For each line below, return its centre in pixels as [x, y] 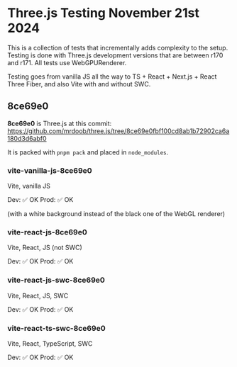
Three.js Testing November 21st [104, 13]
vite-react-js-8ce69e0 [47, 232]
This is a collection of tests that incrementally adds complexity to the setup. [118, 47]
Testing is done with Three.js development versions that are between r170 [115, 55]
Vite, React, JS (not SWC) [45, 248]
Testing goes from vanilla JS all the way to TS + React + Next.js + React [112, 77]
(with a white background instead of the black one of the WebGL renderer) [116, 214]
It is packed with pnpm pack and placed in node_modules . [88, 152]
